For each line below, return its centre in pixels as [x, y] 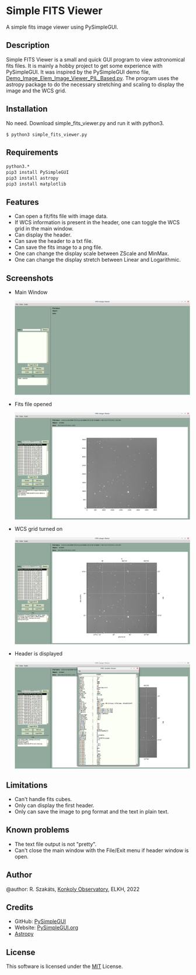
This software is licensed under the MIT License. [64, 966]
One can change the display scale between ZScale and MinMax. [92, 253]
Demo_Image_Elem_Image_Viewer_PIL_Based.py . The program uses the [92, 78]
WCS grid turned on [38, 528]
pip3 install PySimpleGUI [37, 173]
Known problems [38, 830]
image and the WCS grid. [36, 90]
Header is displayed [38, 653]
